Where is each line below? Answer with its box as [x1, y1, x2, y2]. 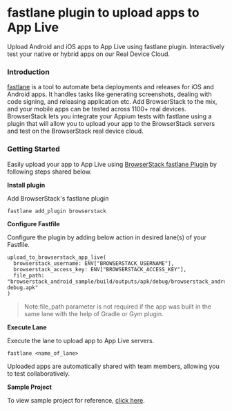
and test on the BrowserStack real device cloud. [7, 127, 144, 136]
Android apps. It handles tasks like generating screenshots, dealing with [7, 90, 212, 98]
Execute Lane [7, 323, 47, 331]
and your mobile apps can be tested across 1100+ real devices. [7, 105, 186, 113]
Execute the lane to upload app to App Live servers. [7, 336, 155, 345]
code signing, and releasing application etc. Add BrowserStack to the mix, [7, 98, 217, 106]
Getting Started [7, 144, 60, 154]
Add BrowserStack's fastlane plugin [7, 194, 109, 202]
